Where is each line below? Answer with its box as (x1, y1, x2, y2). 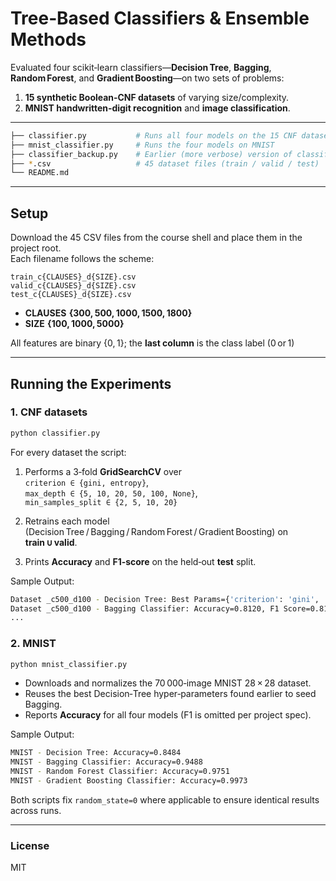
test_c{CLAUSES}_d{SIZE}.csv (10, 290, 132, 300)
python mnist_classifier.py (10, 659, 128, 669)
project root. (10, 242, 62, 254)
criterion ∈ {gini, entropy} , (24, 476, 150, 488)
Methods (10, 28, 87, 51)
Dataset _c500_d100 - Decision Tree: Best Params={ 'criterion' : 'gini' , (10, 594, 320, 604)
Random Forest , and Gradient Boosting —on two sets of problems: (10, 72, 285, 84)
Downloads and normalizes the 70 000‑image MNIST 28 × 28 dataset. (24, 677, 312, 689)
